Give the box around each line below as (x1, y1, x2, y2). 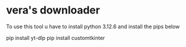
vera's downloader (6, 4, 100, 17)
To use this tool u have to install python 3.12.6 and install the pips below (6, 23, 180, 30)
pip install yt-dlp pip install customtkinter (6, 34, 105, 41)
